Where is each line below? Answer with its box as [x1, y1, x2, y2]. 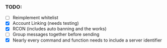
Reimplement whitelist [12, 15, 59, 21]
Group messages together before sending [12, 31, 100, 38]
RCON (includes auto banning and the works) [12, 26, 107, 32]
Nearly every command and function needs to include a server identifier [12, 37, 162, 43]
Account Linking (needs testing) [12, 20, 79, 26]
